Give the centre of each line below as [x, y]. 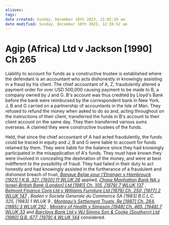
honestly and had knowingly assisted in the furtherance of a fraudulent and [83, 169]
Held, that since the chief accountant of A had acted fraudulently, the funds [84, 137]
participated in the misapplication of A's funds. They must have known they [83, 153]
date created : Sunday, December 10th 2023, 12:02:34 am [65, 19]
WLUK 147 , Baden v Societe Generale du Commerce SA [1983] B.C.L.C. [80, 196]
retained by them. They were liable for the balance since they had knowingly [84, 148]
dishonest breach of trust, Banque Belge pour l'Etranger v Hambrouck [78, 175]
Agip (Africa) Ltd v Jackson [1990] [79, 49]
